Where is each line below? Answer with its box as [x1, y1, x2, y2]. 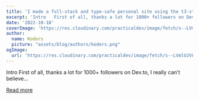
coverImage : [6, 25, 36, 31]
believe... [6, 75, 28, 82]
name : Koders [11, 36, 44, 42]
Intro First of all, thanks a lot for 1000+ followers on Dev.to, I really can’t [6, 68, 181, 75]
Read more [6, 86, 33, 93]
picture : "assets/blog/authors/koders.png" [11, 42, 120, 48]
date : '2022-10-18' [6, 19, 54, 25]
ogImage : [6, 47, 28, 53]
